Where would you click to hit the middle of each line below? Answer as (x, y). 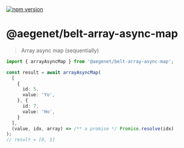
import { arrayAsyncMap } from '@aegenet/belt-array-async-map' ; (90, 61)
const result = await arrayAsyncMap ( (54, 72)
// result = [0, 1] (31, 140)
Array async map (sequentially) (60, 50)
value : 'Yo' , (39, 95)
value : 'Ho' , (39, 112)
